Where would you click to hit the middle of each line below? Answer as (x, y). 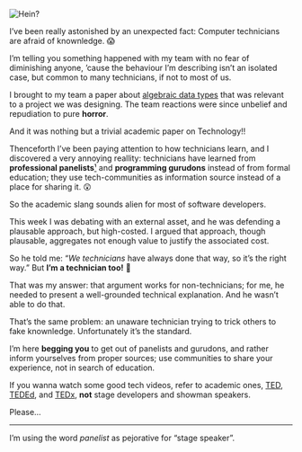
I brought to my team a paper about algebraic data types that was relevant (147, 95)
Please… (26, 412)
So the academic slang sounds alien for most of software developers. (138, 204)
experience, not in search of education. (82, 368)
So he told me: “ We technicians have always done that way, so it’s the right (148, 258)
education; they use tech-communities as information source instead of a (145, 177)
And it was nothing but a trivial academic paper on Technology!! (128, 131)
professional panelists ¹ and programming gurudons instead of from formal (150, 168)
